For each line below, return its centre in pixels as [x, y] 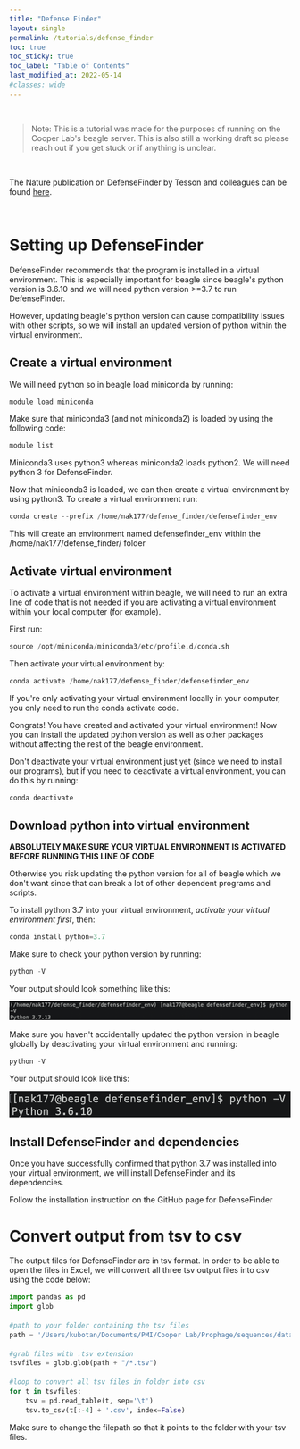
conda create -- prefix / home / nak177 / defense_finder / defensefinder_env [143, 517]
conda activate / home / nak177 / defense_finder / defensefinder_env [129, 681]
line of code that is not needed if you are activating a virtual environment [143, 602]
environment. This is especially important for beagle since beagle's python [146, 279]
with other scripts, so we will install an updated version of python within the [148, 325]
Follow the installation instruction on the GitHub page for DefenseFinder [141, 1200]
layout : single [37, 28]
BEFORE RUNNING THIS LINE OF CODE [82, 857]
